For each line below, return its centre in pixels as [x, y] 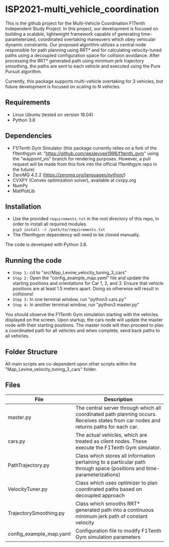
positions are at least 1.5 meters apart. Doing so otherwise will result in [86, 289]
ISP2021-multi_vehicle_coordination [82, 9]
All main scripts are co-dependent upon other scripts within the [71, 364]
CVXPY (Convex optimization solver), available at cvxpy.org [74, 180]
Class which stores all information [115, 456]
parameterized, [21, 39]
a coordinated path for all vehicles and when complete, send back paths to [82, 331]
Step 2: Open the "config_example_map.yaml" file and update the [81, 278]
